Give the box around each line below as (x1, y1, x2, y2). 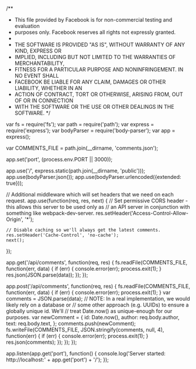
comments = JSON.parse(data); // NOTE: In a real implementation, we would (6, 295, 190, 302)
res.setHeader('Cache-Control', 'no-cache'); (6, 232, 119, 238)
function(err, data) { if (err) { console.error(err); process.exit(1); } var (6, 289, 171, 296)
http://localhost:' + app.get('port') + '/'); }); (6, 356, 109, 363)
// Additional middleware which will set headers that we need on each (6, 191, 174, 198)
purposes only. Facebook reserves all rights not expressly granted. (14, 29, 176, 36)
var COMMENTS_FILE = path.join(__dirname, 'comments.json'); (6, 144, 159, 151)
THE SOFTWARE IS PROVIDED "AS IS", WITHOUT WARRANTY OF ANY (14, 41, 185, 48)
